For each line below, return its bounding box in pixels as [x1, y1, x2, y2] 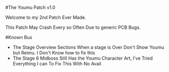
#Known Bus [5, 34, 32, 40]
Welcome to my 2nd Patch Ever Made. [5, 14, 86, 20]
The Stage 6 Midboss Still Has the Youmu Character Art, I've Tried [12, 55, 153, 61]
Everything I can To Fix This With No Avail [12, 61, 102, 66]
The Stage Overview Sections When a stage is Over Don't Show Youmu [12, 44, 164, 50]
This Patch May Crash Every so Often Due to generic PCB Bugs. [5, 24, 141, 30]
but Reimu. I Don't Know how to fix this [12, 50, 95, 56]
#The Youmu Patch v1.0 [5, 5, 55, 10]
